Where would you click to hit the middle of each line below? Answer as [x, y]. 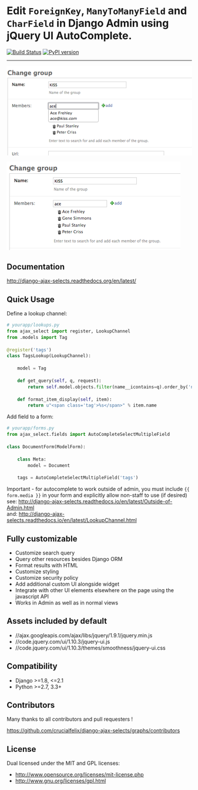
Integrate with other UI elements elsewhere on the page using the [94, 590]
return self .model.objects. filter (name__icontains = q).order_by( [108, 387]
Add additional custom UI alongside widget [67, 584]
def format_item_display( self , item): [65, 399]
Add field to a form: [30, 417]
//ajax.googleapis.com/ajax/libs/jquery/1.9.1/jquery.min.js [84, 635]
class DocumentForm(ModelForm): [46, 447]
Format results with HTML [46, 566]
